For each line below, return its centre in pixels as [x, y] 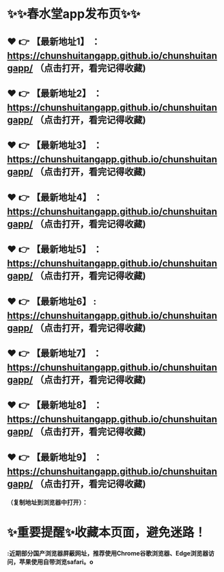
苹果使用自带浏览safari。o [56, 562]
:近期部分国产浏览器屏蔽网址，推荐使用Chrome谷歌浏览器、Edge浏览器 [108, 554]
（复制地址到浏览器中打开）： [47, 502]
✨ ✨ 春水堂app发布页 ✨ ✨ [74, 14]
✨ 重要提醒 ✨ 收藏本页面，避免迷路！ [107, 533]
